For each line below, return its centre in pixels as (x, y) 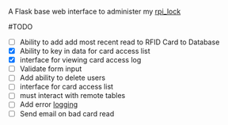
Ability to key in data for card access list (85, 51)
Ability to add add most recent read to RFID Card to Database (120, 42)
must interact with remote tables (72, 96)
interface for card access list (66, 87)
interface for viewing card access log (80, 60)
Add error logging (49, 104)
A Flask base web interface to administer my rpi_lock (95, 11)
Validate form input (51, 69)
